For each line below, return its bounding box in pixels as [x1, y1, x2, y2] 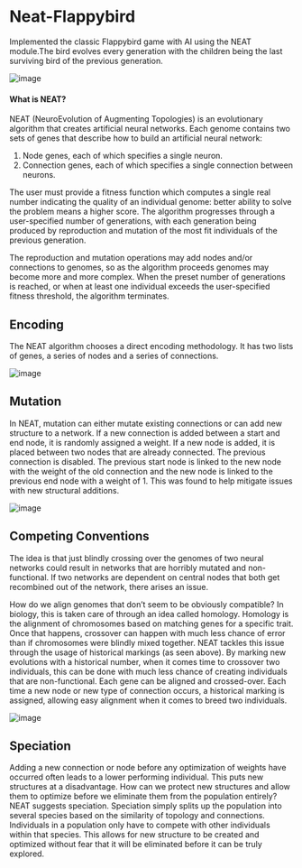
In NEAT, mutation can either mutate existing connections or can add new [9, 418, 282, 429]
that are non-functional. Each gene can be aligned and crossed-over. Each [9, 675, 287, 687]
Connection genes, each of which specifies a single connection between [22, 160, 293, 171]
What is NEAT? [9, 93, 67, 105]
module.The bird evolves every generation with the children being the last [9, 45, 283, 56]
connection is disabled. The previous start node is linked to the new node [9, 456, 282, 466]
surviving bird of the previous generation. [9, 55, 164, 66]
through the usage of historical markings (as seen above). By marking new [9, 647, 287, 658]
